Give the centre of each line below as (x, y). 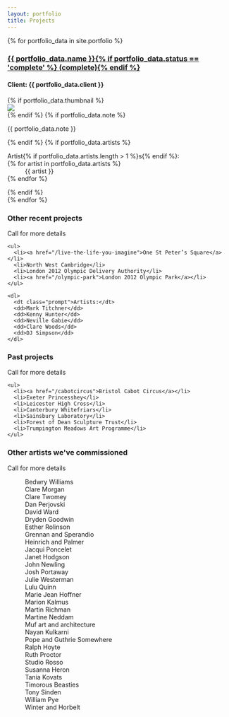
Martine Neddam (49, 617)
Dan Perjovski (45, 504)
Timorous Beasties (52, 684)
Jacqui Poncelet (48, 549)
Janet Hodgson (47, 556)
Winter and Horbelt (53, 707)
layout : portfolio (34, 14)
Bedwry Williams (49, 482)
